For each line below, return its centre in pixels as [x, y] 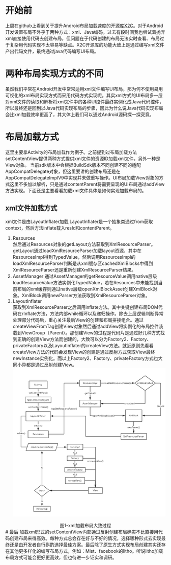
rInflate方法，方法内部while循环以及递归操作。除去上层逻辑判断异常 [93, 313]
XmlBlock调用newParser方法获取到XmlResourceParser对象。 [86, 295]
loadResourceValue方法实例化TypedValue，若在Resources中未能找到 [85, 282]
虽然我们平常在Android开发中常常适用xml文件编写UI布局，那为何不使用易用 [84, 89]
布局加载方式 [32, 137]
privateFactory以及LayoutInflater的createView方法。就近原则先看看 [83, 345]
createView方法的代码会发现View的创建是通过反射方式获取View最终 [84, 352]
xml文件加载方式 [31, 208]
